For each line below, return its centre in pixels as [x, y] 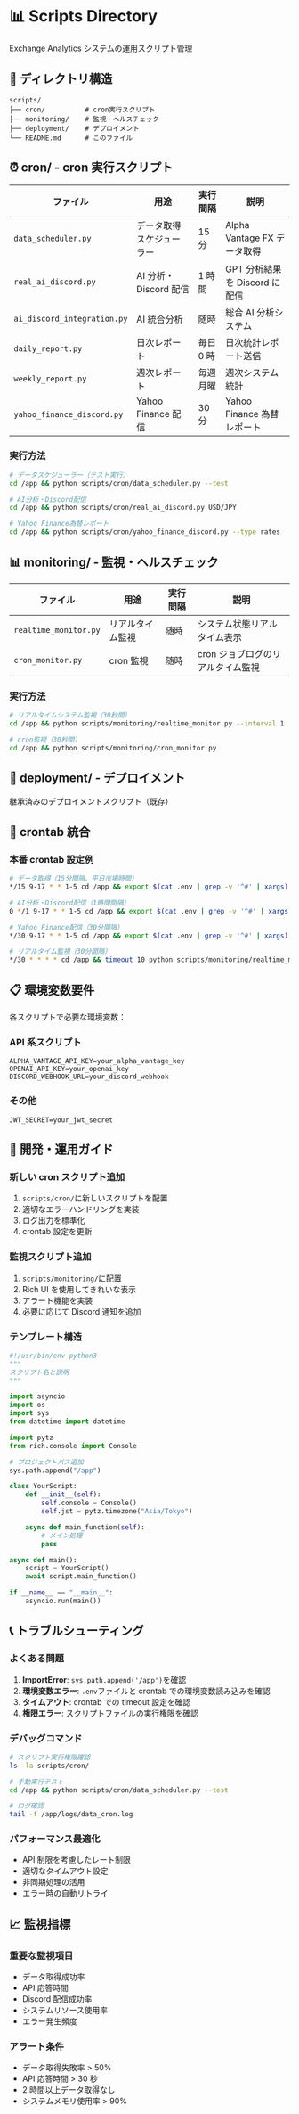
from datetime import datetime [67, 1422]
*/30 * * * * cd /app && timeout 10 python [91, 960]
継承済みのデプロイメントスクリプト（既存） [91, 801]
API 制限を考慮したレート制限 [77, 1860]
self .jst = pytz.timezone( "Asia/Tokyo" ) [117, 1512]
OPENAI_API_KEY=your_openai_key [69, 1069]
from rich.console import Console [73, 1446]
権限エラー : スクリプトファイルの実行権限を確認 [110, 1713]
